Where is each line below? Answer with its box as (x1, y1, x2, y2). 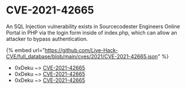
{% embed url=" (6, 46, 45, 53)
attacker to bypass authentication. (6, 35, 88, 42)
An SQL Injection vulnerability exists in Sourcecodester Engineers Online (6, 23, 180, 30)
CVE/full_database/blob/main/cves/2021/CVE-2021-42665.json (6, 53, 159, 60)
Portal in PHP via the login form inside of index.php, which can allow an (6, 29, 177, 36)
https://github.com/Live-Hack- (44, 46, 118, 53)
